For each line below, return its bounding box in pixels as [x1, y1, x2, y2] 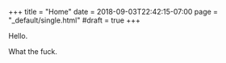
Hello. [8, 31, 28, 40]
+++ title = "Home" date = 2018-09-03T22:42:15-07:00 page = [8, 7, 219, 16]
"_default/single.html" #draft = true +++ [8, 15, 141, 25]
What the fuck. [8, 47, 58, 56]
